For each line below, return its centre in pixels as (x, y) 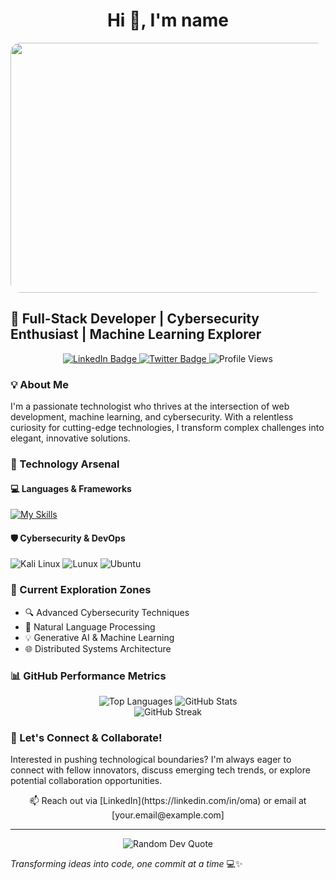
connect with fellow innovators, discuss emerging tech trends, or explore (160, 770)
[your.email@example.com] (168, 815)
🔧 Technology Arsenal (65, 464)
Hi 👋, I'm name (168, 20)
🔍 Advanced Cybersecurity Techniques (107, 612)
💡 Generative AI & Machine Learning (99, 637)
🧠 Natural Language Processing (90, 626)
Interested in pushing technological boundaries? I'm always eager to (151, 760)
